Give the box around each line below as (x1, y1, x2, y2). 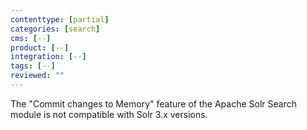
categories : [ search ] (10, 24, 101, 34)
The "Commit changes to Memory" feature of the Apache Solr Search (10, 97, 297, 110)
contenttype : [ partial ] (10, 14, 110, 25)
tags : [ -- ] (10, 61, 56, 71)
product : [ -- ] (10, 42, 70, 53)
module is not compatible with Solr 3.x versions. (10, 108, 208, 120)
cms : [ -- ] (10, 33, 52, 43)
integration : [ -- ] (10, 52, 87, 62)
